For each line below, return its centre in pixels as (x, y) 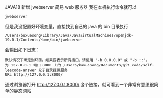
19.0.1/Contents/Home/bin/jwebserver (44, 40)
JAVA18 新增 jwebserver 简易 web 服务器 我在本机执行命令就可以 (71, 7)
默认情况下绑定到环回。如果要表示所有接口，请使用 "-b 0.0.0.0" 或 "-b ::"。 (77, 60)
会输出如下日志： (22, 50)
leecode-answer (21, 70)
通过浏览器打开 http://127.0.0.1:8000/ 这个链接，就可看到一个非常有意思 (77, 84)
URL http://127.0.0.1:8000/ (34, 75)
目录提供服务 (57, 70)
